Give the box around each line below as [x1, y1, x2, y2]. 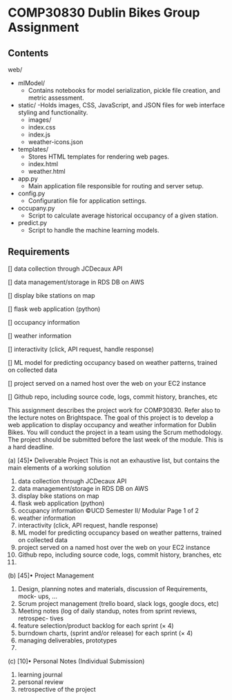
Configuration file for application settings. [28, 197, 147, 205]
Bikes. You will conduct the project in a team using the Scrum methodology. [8, 428, 223, 436]
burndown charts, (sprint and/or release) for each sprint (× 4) [17, 629, 193, 637]
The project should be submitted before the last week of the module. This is [8, 435, 224, 444]
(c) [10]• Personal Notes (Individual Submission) [8, 656, 145, 665]
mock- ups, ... [17, 592, 58, 600]
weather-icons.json [28, 138, 84, 146]
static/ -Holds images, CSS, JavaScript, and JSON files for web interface [17, 101, 225, 109]
